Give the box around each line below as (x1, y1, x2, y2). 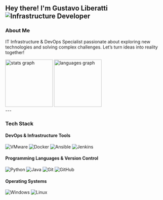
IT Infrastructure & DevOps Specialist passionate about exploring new (5, 38, 151, 44)
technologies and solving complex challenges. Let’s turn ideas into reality (5, 44, 158, 50)
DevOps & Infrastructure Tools (5, 132, 71, 138)
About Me (5, 27, 30, 34)
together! (5, 49, 24, 55)
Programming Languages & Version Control (5, 155, 99, 161)
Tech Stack (5, 120, 34, 127)
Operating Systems (5, 178, 47, 184)
